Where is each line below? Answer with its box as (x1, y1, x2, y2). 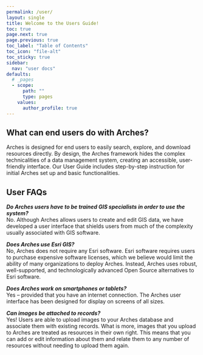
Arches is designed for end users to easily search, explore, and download (6, 143, 191, 151)
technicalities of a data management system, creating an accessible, (6, 156, 178, 164)
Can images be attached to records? (6, 309, 101, 317)
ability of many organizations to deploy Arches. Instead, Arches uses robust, (6, 260, 198, 267)
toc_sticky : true (6, 54, 50, 60)
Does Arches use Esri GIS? (6, 241, 75, 248)
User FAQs (6, 187, 47, 198)
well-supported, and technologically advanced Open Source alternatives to (6, 267, 194, 274)
